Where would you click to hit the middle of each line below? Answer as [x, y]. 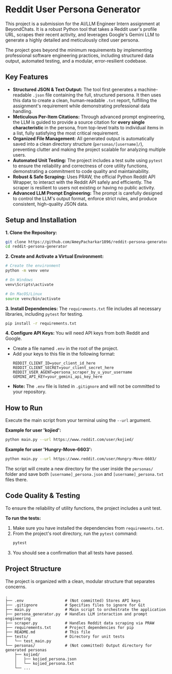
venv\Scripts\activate [29, 284]
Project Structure [33, 569]
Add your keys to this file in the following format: [64, 354]
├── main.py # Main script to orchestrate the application [86, 609]
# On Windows [19, 280]
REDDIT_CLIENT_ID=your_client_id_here [54, 363]
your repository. [29, 392]
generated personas [26, 650]
